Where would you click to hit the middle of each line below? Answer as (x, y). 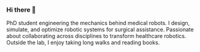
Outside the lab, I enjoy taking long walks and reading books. (83, 43)
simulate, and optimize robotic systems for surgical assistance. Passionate (100, 29)
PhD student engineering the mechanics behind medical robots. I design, (98, 23)
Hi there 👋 (21, 10)
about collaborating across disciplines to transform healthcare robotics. (96, 36)
